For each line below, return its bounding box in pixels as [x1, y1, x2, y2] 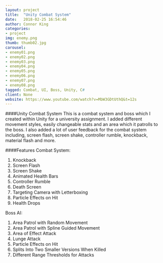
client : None [5, 92, 33, 97]
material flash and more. [5, 138, 56, 144]
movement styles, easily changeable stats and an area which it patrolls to [5, 121, 158, 127]
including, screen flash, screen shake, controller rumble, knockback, [5, 132, 148, 138]
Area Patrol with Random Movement [12, 220, 88, 226]
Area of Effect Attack [12, 231, 57, 237]
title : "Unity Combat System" [5, 12, 71, 17]
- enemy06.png [5, 73, 35, 78]
